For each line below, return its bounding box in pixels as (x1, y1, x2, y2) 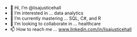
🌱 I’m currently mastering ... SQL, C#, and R (10, 15, 101, 21)
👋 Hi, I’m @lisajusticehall (10, 5, 61, 10)
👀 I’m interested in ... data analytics (10, 10, 84, 16)
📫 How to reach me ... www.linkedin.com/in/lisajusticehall (10, 26, 132, 32)
